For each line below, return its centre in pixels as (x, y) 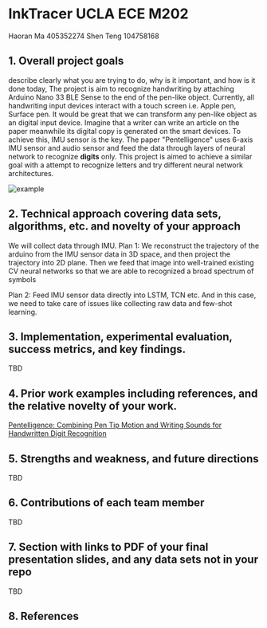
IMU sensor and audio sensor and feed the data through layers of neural (127, 147)
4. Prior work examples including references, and (133, 393)
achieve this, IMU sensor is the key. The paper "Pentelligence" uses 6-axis (131, 139)
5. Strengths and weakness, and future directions (133, 459)
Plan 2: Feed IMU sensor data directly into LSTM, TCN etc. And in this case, (132, 295)
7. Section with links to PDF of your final (108, 547)
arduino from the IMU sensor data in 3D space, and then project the (120, 254)
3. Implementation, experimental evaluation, (120, 337)
